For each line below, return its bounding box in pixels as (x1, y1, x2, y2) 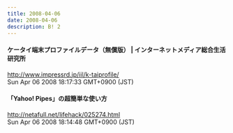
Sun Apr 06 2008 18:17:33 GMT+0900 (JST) (7, 77, 134, 86)
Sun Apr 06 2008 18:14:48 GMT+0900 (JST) (7, 118, 135, 126)
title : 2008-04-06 (7, 10, 61, 17)
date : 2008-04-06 (7, 17, 58, 24)
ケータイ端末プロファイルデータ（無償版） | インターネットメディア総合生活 (7, 45, 226, 54)
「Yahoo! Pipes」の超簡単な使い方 (7, 95, 107, 103)
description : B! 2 (7, 23, 61, 30)
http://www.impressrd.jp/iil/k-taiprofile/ (7, 70, 120, 79)
